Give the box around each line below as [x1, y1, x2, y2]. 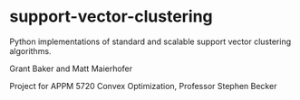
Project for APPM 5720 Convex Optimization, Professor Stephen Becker [9, 80, 277, 91]
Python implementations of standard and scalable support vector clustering [9, 36, 292, 47]
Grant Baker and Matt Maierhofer [9, 63, 133, 74]
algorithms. [9, 45, 52, 56]
